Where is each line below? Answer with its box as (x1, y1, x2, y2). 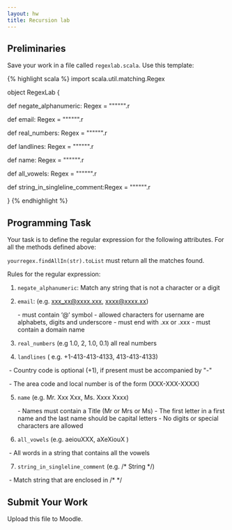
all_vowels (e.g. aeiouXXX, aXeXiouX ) (17, 435, 129, 444)
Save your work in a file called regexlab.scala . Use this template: (7, 61, 194, 70)
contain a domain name (17, 326, 85, 334)
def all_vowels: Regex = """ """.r (7, 169, 98, 178)
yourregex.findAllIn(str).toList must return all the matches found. (7, 257, 205, 265)
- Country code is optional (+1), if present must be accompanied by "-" (8, 366, 212, 375)
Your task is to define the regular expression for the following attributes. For (7, 236, 224, 244)
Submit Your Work (7, 496, 88, 508)
